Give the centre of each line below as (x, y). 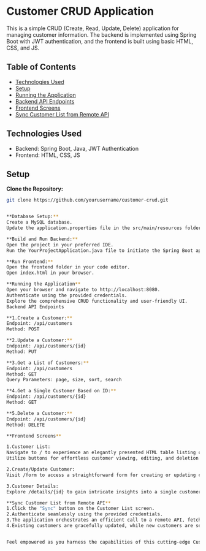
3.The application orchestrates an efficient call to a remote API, (96, 520)
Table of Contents (41, 67)
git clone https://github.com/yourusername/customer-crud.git (87, 200)
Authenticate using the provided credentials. (67, 295)
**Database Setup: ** (33, 217)
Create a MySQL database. (39, 222)
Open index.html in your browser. (51, 273)
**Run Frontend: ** (30, 262)
